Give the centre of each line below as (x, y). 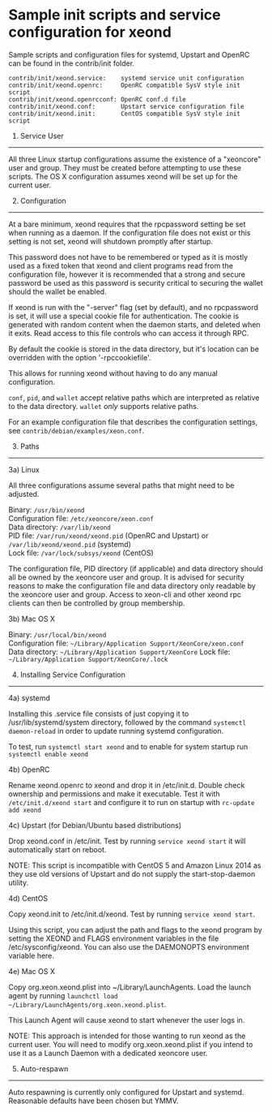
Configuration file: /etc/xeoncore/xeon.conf (81, 518)
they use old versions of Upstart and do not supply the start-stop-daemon (132, 873)
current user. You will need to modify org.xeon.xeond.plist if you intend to (131, 1044)
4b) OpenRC (29, 769)
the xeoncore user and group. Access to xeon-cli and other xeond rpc (125, 594)
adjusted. (24, 494)
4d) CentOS (28, 898)
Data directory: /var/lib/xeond (59, 527)
